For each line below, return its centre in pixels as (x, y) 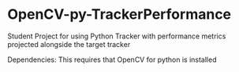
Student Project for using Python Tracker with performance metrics (117, 36)
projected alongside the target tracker (69, 44)
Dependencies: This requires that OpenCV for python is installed (112, 59)
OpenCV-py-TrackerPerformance (119, 14)
